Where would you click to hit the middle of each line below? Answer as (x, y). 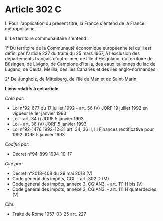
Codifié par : (17, 144)
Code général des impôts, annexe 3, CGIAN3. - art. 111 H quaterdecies (84, 189)
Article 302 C (33, 9)
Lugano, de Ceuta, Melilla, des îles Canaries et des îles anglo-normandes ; (82, 69)
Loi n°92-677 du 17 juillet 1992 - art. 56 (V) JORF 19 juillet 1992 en (80, 108)
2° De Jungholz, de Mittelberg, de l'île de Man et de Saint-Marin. (72, 79)
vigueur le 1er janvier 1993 (39, 113)
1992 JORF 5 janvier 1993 (39, 134)
